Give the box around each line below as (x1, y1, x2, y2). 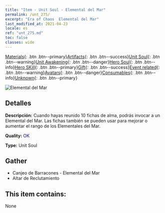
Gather (5, 156, 27, 165)
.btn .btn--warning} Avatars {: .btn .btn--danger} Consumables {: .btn (5, 69, 143, 75)
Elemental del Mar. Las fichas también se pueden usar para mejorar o (5, 117, 148, 123)
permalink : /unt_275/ (5, 12, 50, 17)
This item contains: (5, 189, 66, 198)
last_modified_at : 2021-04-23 (5, 21, 68, 26)
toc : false (5, 35, 28, 40)
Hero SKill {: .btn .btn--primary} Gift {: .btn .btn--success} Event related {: (14, 64, 160, 70)
